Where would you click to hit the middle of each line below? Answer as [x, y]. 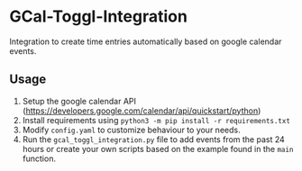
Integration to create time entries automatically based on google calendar [146, 41]
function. [39, 158]
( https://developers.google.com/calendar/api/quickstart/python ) [142, 111]
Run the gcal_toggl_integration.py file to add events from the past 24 [154, 139]
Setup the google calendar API [79, 101]
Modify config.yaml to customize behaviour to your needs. [131, 130]
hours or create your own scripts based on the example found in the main [158, 148]
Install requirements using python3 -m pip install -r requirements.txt [156, 120]
